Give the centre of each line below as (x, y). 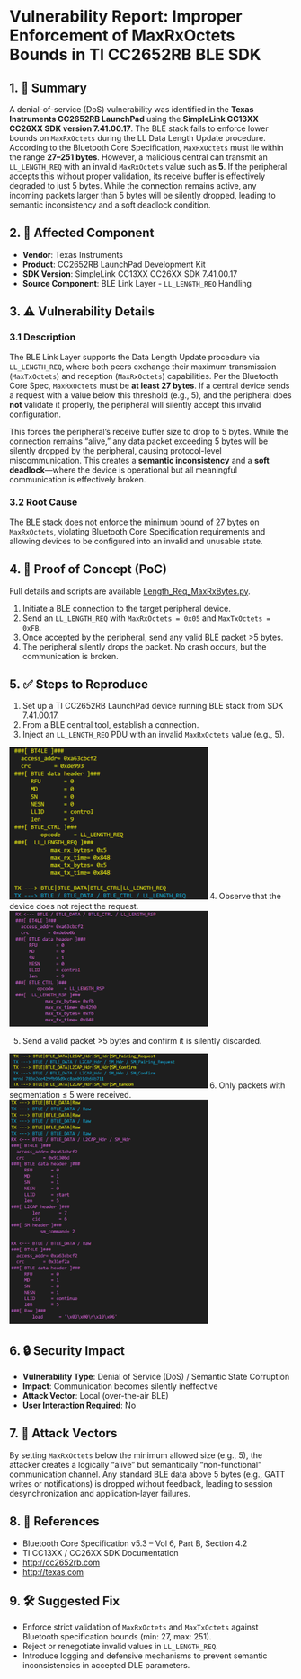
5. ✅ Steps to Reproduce (79, 684)
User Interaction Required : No (79, 1405)
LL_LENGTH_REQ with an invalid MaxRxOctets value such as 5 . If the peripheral (148, 167)
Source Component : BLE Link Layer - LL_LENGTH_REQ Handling (137, 283)
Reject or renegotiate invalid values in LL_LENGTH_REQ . (120, 1647)
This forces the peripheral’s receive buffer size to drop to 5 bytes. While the (149, 431)
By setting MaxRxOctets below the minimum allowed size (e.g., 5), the (136, 1455)
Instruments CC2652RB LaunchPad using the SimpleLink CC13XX (134, 119)
